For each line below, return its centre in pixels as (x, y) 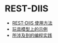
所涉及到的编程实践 (32, 35)
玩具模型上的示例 (30, 29)
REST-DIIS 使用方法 (32, 23)
